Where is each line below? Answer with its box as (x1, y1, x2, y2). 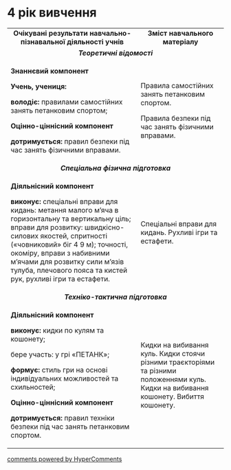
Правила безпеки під (140, 113, 211, 123)
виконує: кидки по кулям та (10, 326, 104, 335)
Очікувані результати (13, 29, 88, 38)
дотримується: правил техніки (10, 414, 115, 423)
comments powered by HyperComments (7, 455, 122, 463)
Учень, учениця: (10, 82, 67, 91)
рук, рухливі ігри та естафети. (10, 274, 110, 284)
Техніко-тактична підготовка (64, 292, 167, 302)
